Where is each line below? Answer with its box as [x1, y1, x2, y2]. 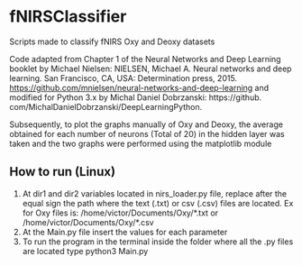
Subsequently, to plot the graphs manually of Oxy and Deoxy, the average [9, 119, 284, 130]
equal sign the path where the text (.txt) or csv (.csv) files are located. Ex [22, 197, 294, 208]
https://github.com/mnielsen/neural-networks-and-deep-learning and [9, 82, 270, 93]
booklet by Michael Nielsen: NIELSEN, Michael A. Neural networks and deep [9, 63, 292, 74]
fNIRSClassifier [9, 6, 127, 27]
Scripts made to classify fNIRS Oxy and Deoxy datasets [9, 36, 215, 47]
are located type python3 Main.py [22, 245, 149, 256]
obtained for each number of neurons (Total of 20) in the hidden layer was [9, 128, 286, 139]
